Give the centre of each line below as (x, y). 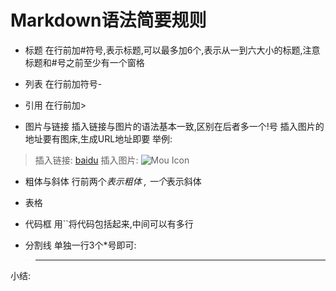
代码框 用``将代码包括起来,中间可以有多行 (109, 223)
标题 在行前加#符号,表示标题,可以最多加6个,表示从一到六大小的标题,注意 (172, 50)
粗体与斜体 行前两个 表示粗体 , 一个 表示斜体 (113, 181)
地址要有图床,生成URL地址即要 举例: (98, 138)
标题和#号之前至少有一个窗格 (84, 62)
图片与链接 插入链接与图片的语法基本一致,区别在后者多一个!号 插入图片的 (174, 126)
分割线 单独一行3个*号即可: (80, 245)
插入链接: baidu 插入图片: (86, 160)
